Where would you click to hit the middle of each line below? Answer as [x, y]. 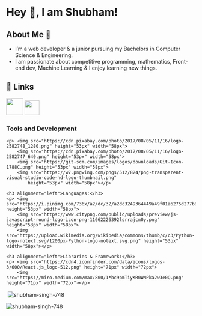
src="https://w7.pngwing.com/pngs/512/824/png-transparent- [107, 173]
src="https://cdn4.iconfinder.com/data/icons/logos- [98, 262]
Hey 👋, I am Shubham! [62, 12]
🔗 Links [20, 87]
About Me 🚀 [29, 35]
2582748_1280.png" [29, 147]
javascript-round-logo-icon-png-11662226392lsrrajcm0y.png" [83, 220]
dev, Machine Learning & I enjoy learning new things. [92, 68]
